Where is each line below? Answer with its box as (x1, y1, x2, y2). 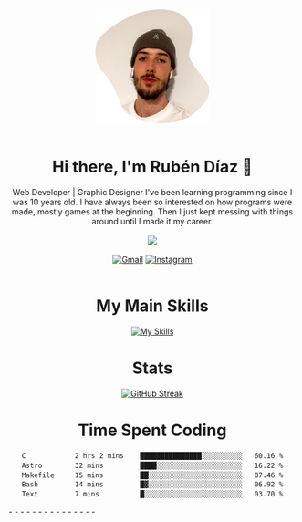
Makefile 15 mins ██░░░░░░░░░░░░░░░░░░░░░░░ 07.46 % (21, 470, 284, 480)
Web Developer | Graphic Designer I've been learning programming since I (12, 186, 293, 197)
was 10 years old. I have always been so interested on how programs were (12, 196, 293, 207)
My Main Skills (96, 296, 209, 317)
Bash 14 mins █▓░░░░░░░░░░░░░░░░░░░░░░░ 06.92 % (21, 480, 284, 489)
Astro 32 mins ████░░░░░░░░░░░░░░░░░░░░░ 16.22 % (21, 461, 284, 470)
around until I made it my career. (91, 215, 213, 226)
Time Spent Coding (78, 420, 227, 441)
